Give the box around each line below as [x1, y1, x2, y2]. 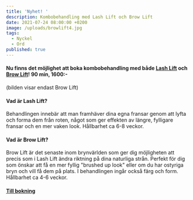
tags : [6, 30, 19, 36]
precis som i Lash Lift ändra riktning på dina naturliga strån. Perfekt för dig [6, 156, 185, 163]
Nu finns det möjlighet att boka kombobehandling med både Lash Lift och [6, 65, 188, 72]
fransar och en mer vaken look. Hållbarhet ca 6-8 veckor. [6, 123, 144, 130]
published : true [6, 47, 46, 53]
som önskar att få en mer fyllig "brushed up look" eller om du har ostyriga [6, 161, 184, 168]
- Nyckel [11, 36, 33, 42]
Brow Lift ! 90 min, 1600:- [6, 71, 68, 78]
